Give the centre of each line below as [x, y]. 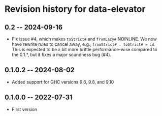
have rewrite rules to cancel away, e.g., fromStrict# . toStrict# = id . [83, 44]
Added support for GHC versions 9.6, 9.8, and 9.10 [63, 82]
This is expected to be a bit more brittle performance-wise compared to [84, 49]
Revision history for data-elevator [75, 9]
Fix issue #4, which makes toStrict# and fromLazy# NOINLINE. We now [84, 39]
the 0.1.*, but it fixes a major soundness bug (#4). [62, 55]
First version [24, 109]
